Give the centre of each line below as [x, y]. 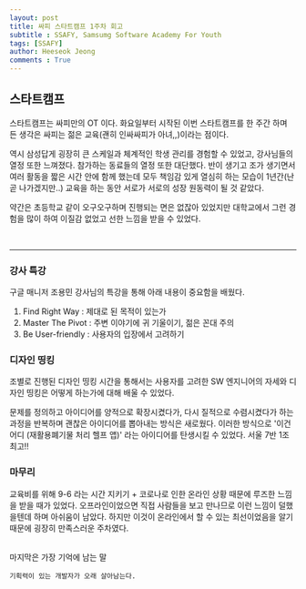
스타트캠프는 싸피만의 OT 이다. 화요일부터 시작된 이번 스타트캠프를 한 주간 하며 [148, 123]
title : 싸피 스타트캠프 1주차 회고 [66, 26]
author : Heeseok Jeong [52, 52]
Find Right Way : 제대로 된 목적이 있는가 [94, 311]
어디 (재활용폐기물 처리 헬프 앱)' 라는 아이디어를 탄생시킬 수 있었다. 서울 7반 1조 [149, 435]
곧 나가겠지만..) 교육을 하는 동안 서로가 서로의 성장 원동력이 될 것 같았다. [137, 188]
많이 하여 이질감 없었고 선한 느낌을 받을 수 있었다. [113, 218]
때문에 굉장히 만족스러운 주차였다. [69, 528]
